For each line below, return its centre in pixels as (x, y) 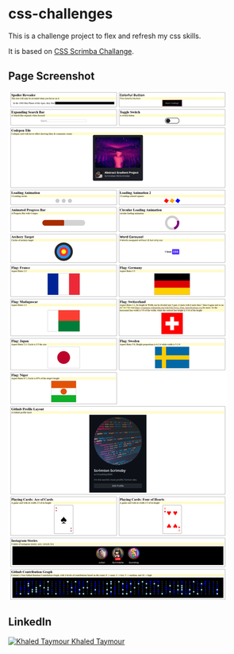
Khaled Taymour (98, 641)
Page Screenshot (52, 76)
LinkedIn (30, 622)
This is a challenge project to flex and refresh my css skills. (105, 36)
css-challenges (61, 14)
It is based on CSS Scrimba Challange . (71, 51)
